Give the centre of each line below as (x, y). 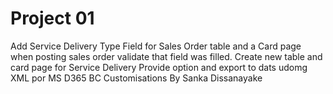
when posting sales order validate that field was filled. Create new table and (166, 56)
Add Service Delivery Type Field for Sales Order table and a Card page (156, 46)
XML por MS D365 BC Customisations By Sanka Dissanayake (136, 78)
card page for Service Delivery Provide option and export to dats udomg (159, 67)
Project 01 (52, 18)
